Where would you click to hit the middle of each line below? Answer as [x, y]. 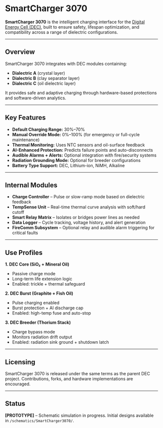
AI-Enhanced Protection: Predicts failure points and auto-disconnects [82, 150]
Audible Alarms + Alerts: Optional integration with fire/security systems [84, 155]
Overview [20, 52]
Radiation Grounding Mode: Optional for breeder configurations [76, 160]
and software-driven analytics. [36, 98]
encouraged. [18, 384]
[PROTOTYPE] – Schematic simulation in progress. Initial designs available [79, 415]
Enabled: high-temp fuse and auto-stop [51, 313]
